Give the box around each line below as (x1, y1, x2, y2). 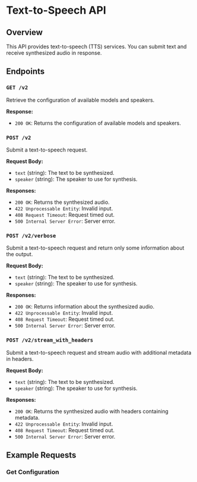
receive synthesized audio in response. (6, 49, 102, 56)
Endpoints (6, 67, 45, 77)
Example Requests (6, 450, 77, 460)
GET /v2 (6, 84, 28, 91)
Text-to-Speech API (6, 4, 107, 17)
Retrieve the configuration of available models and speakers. (6, 96, 155, 103)
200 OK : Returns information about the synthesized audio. (14, 303, 155, 310)
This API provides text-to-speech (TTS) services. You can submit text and (6, 43, 187, 50)
